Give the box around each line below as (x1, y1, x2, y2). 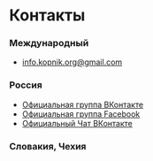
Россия (9, 79, 42, 91)
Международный (9, 37, 89, 50)
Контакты (9, 5, 86, 26)
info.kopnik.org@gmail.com (21, 57, 123, 67)
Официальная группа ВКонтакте (21, 99, 144, 110)
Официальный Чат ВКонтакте (21, 118, 133, 128)
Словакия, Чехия (9, 140, 87, 152)
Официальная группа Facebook (21, 108, 141, 119)
